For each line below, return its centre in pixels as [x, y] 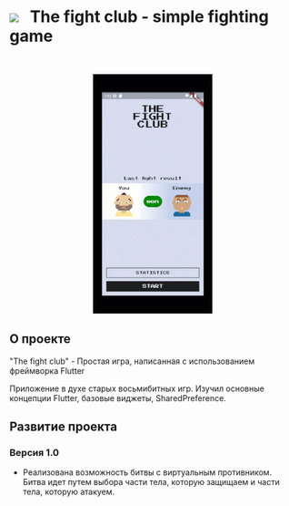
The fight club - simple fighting [149, 17]
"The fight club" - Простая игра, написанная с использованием [132, 361]
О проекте [40, 339]
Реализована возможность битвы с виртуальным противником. [147, 472]
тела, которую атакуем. [69, 492]
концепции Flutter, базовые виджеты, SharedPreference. [118, 398]
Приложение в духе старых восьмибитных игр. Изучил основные [137, 388]
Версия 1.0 [35, 453]
